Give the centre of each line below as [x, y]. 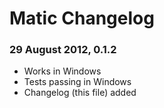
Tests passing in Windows [77, 82]
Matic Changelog [82, 18]
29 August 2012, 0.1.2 [63, 50]
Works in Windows [62, 71]
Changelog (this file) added [80, 93]
